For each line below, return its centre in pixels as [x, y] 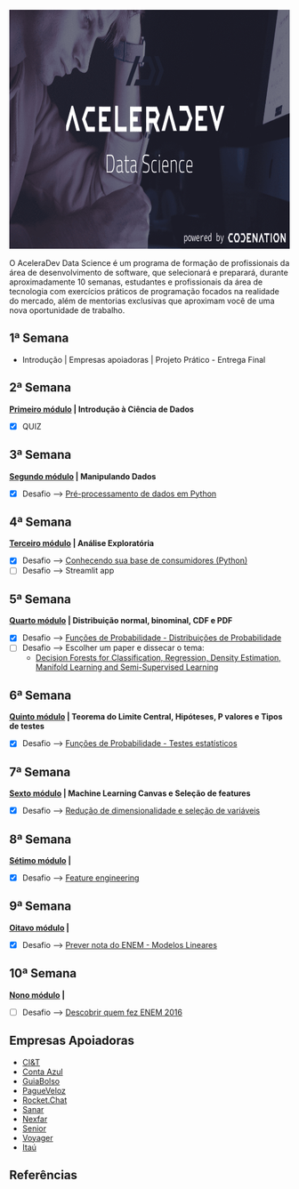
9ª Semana [40, 907]
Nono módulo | [37, 995]
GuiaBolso [41, 1081]
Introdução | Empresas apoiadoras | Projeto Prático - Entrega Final [144, 359]
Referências [44, 1175]
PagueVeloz [44, 1090]
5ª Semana [40, 599]
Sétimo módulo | [40, 860]
